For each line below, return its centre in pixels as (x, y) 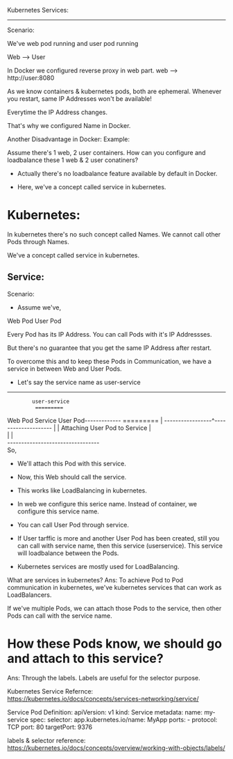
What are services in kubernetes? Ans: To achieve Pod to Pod (95, 580)
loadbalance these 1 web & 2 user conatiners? (73, 160)
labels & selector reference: (46, 740)
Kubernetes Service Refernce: (50, 691)
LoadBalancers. (29, 595)
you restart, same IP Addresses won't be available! (80, 99)
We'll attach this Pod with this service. (71, 463)
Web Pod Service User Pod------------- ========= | (85, 420)
